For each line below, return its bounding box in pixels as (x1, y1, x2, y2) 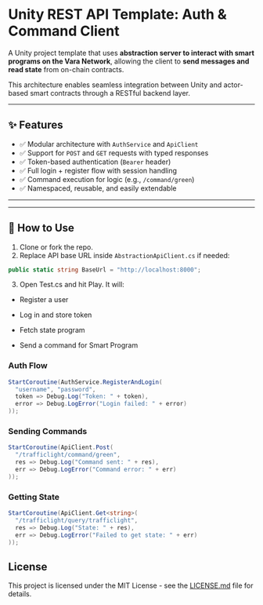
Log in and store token (19, 310, 92, 319)
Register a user (19, 295, 69, 304)
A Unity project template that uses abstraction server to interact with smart (8, 48, 254, 57)
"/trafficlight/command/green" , (15, 451, 121, 459)
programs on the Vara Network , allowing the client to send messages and (8, 56, 250, 66)
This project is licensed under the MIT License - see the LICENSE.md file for (8, 581, 254, 590)
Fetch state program (19, 326, 85, 335)
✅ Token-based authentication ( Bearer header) (19, 157, 171, 166)
